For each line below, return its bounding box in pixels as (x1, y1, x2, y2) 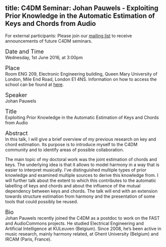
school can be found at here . (5, 82, 64, 87)
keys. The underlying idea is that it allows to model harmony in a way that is (5, 162, 160, 167)
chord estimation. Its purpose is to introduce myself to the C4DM (5, 141, 138, 147)
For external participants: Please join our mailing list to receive (5, 32, 132, 39)
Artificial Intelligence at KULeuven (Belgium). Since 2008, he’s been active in (5, 226, 162, 232)
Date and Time (5, 47, 44, 55)
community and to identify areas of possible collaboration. (5, 147, 124, 153)
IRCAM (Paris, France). (5, 236, 52, 242)
